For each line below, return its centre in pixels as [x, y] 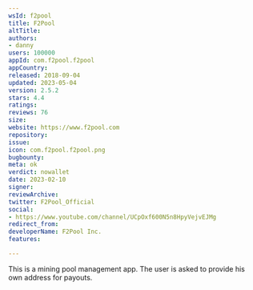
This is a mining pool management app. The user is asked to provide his [127, 268]
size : [17, 120]
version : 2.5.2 [34, 90]
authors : [23, 38]
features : [25, 240]
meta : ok [23, 165]
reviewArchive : [34, 194]
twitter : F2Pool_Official [51, 202]
